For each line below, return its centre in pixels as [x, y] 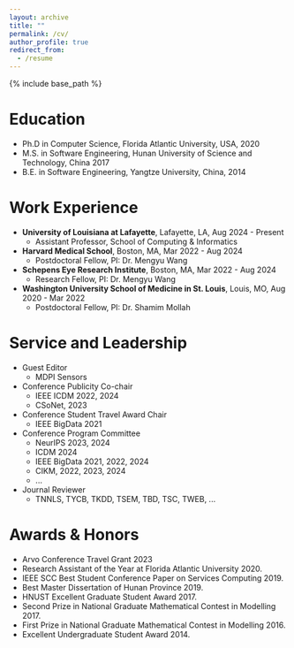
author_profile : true [49, 42]
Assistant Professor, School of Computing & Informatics [136, 241]
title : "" [27, 26]
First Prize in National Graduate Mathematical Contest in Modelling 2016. [154, 625]
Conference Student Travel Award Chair [94, 414]
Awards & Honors [74, 535]
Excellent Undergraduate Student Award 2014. [106, 634]
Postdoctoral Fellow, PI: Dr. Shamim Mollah [113, 307]
